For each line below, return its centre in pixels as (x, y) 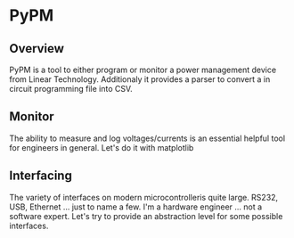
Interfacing (41, 176)
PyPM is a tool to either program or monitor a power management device (143, 70)
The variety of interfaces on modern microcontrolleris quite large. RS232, (144, 197)
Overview (37, 49)
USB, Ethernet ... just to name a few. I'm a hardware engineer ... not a (136, 207)
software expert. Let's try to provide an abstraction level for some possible (146, 216)
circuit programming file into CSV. (71, 89)
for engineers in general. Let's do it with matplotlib (102, 147)
